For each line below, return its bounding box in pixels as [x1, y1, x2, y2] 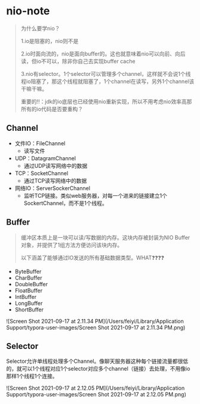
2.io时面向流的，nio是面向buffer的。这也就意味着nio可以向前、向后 [20, 50, 186, 57]
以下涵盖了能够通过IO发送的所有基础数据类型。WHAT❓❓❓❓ [20, 254, 164, 261]
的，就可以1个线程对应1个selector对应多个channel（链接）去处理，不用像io [6, 365, 190, 372]
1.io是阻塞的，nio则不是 [20, 37, 79, 44]
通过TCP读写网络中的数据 [23, 177, 87, 184]
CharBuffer [14, 274, 42, 281]
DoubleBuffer [14, 280, 48, 287]
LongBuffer [14, 299, 43, 307]
